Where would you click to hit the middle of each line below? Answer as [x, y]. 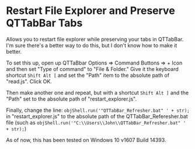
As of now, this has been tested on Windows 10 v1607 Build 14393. [86, 140]
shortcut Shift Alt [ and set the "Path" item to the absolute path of [88, 75]
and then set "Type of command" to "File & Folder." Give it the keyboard [93, 69]
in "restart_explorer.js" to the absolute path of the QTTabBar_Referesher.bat [97, 116]
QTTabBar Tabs [44, 23]
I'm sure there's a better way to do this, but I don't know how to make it [92, 45]
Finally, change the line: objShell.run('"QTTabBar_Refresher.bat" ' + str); [98, 110]
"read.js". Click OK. [29, 81]
